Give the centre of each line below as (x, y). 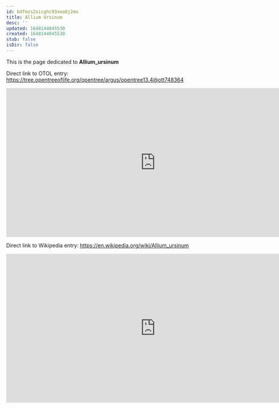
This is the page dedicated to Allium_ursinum (63, 62)
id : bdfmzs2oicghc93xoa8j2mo (42, 12)
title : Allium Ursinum (34, 17)
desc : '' (17, 23)
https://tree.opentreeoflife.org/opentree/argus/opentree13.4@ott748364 (95, 80)
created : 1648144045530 (36, 34)
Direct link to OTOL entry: (37, 73)
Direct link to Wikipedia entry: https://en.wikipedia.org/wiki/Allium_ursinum (97, 245)
